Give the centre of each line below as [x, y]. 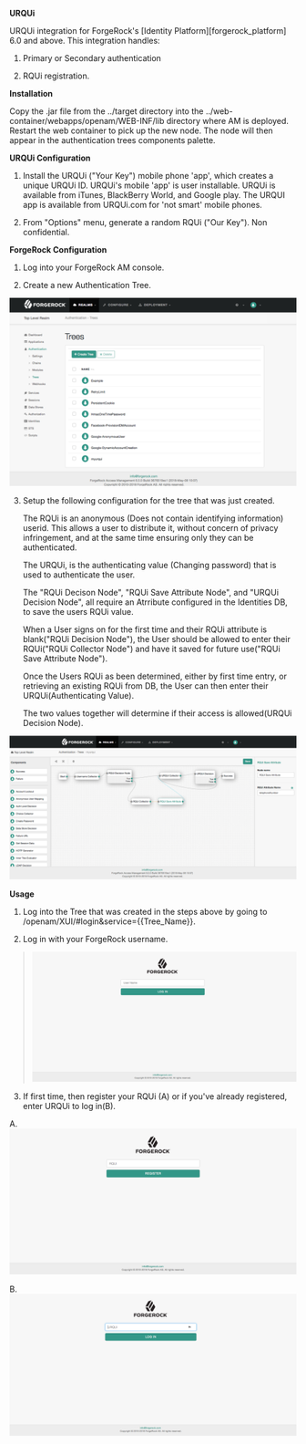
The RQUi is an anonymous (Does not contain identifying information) [153, 518]
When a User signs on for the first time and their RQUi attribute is [144, 629]
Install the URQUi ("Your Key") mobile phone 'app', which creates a [148, 176]
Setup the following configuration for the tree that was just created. [148, 500]
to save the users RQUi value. [78, 611]
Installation [31, 93]
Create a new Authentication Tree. [87, 285]
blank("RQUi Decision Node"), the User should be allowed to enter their [157, 639]
